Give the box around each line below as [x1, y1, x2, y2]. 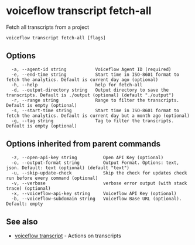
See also [6, 216, 38, 227]
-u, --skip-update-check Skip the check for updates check [11, 170, 187, 176]
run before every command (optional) [6, 175, 98, 181]
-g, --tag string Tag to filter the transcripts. [11, 118, 175, 124]
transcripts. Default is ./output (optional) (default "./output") [6, 92, 175, 98]
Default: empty [6, 201, 43, 207]
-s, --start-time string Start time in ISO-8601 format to [11, 108, 180, 113]
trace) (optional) [6, 185, 51, 192]
